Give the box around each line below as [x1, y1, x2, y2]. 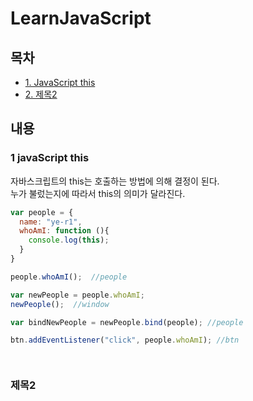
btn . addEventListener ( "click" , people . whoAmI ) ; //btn [10, 335, 240, 346]
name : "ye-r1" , [19, 217, 83, 227]
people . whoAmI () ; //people [10, 272, 128, 282]
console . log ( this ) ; [28, 235, 110, 246]
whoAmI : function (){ [19, 226, 110, 236]
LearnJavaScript [10, 7, 152, 30]
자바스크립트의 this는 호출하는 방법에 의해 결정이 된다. [10, 175, 220, 187]
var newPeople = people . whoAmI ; [10, 290, 145, 300]
